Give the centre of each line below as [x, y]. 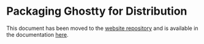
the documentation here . [37, 34]
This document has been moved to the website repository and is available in [102, 28]
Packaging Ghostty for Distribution [97, 11]
